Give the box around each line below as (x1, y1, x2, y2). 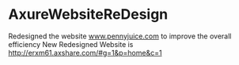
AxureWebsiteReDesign (8, 5, 169, 23)
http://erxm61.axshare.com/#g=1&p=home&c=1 (8, 48, 162, 57)
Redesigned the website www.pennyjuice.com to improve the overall (8, 31, 232, 41)
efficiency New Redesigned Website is (8, 39, 134, 49)
